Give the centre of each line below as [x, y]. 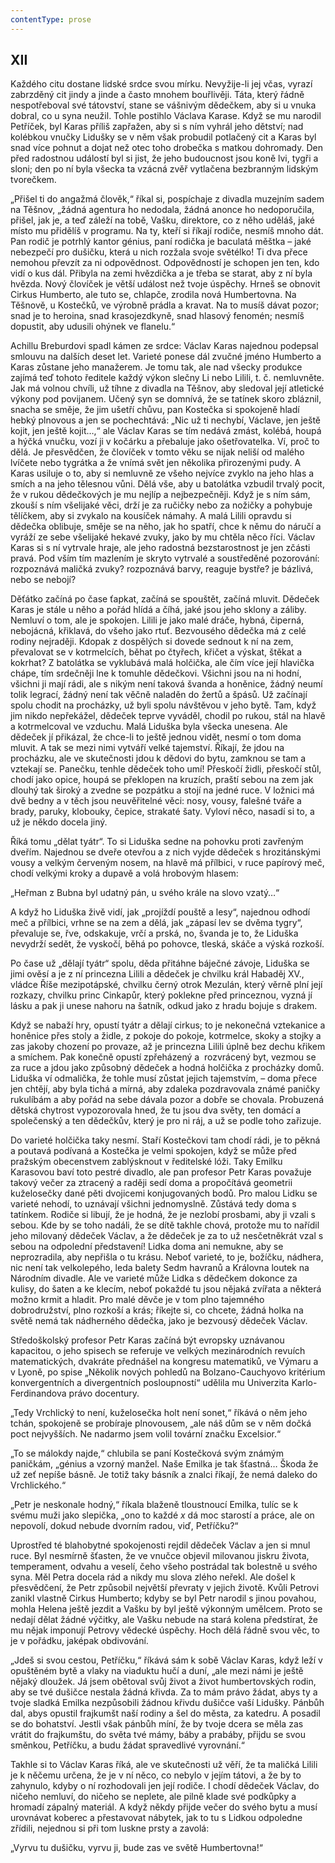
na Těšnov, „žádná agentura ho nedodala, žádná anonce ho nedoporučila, [162, 210]
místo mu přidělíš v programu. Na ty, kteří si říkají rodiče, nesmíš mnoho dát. [167, 231]
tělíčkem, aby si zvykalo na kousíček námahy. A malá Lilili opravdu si [151, 516]
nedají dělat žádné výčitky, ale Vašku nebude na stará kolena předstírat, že [164, 1620]
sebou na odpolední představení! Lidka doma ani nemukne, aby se [147, 1247]
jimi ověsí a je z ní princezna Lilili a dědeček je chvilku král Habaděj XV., [157, 974]
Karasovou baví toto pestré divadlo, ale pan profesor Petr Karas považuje [161, 1172]
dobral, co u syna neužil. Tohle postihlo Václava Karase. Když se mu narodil [166, 116]
